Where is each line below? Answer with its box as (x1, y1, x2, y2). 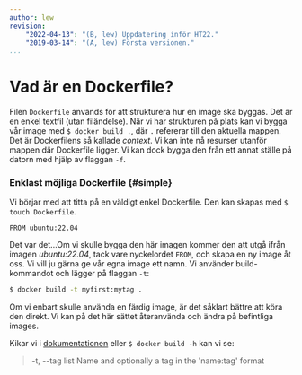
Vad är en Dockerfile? (9, 77, 173, 97)
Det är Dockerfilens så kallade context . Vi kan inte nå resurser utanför (9, 135, 267, 146)
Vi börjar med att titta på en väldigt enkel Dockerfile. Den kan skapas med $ (9, 196, 289, 207)
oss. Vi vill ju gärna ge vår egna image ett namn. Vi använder (9, 258, 235, 269)
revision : (9, 22, 47, 31)
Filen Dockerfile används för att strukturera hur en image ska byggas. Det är (9, 107, 293, 118)
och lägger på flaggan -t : (55, 268, 150, 279)
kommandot (9, 268, 54, 279)
